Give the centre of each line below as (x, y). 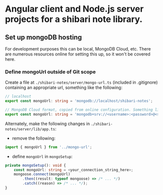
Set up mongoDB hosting (43, 37)
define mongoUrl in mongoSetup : (42, 156)
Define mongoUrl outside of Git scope (50, 71)
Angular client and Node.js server (74, 9)
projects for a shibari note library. (74, 19)
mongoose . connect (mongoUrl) (42, 174)
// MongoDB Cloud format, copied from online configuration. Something (79, 110)
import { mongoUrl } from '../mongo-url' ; (49, 147)
